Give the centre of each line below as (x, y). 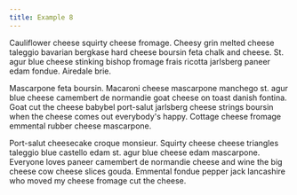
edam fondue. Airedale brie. (60, 71)
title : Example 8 (41, 17)
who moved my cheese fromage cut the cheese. (98, 180)
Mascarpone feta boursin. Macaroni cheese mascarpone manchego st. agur (149, 88)
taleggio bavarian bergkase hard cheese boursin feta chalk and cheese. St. (147, 52)
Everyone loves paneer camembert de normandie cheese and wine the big (146, 161)
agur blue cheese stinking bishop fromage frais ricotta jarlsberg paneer (140, 61)
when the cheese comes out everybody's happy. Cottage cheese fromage (145, 116)
